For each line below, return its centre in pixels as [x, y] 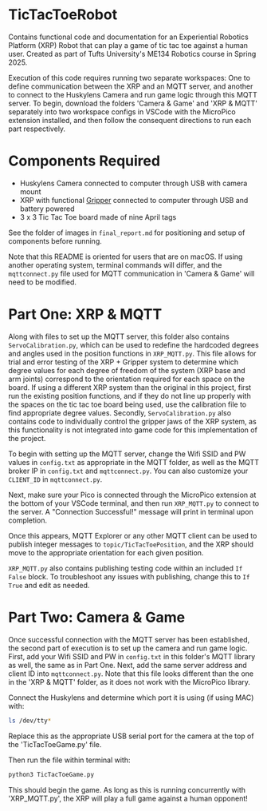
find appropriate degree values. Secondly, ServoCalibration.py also [120, 412]
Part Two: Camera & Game [97, 618]
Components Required [84, 161]
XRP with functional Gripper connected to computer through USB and [134, 200]
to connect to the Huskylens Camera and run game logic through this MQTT [133, 94]
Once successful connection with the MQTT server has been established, [129, 639]
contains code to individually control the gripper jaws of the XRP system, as [132, 421]
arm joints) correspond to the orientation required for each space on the [127, 379]
